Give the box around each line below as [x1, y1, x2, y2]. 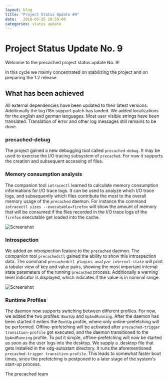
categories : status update [5, 21, 61, 27]
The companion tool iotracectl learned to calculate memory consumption [5, 182, 158, 188]
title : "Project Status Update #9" [5, 12, 79, 17]
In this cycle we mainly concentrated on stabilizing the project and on [5, 69, 148, 75]
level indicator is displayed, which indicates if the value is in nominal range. [5, 274, 160, 280]
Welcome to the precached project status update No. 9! [5, 60, 120, 66]
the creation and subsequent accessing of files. [5, 158, 103, 164]
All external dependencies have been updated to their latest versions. [5, 102, 148, 108]
